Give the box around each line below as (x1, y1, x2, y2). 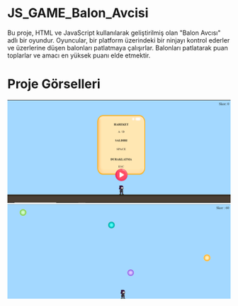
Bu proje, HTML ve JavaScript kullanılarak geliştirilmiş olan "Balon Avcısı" (7, 28, 221, 37)
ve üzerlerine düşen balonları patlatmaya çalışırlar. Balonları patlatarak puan (7, 43, 228, 52)
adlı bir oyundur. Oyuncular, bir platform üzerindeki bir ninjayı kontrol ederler (7, 35, 230, 44)
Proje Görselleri (7, 76, 101, 92)
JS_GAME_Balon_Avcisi (7, 5, 149, 21)
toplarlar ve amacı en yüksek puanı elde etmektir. (7, 51, 151, 60)
